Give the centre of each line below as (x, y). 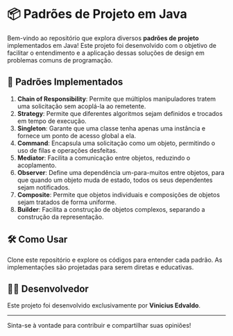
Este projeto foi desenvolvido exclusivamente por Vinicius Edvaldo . (104, 305)
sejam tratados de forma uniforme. (67, 202)
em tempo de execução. (52, 121)
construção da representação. (60, 217)
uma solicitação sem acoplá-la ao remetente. (81, 106)
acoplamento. (37, 165)
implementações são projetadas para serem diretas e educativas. (101, 267)
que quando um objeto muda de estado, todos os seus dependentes (115, 180)
